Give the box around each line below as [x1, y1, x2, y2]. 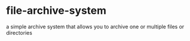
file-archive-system [6, 4, 107, 17]
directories [6, 29, 32, 36]
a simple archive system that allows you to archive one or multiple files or [6, 23, 185, 30]
